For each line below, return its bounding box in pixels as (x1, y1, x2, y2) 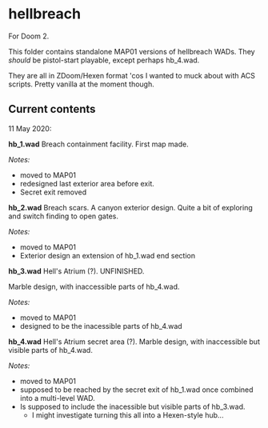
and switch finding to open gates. (8, 211, 118, 221)
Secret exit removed (19, 187, 86, 197)
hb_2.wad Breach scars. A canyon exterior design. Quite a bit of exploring (8, 202, 254, 212)
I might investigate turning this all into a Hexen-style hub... (31, 410, 224, 420)
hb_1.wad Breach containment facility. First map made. (8, 139, 190, 149)
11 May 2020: (8, 123, 52, 133)
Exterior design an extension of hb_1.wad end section (19, 250, 196, 260)
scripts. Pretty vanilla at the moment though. (8, 79, 154, 89)
